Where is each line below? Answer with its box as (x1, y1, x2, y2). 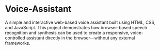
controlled (5, 35, 26, 41)
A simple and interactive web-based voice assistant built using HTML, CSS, (5, 19, 156, 25)
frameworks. (5, 40, 31, 46)
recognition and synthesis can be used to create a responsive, (5, 30, 129, 35)
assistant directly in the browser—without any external (26, 35, 135, 41)
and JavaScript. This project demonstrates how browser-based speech (5, 24, 147, 30)
